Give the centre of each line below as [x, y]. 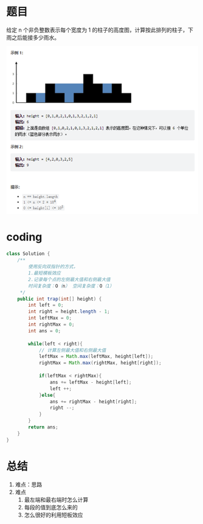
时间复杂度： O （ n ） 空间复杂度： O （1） [71, 286]
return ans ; [43, 427]
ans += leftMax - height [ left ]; [91, 382]
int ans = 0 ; [45, 331]
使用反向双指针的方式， [53, 267]
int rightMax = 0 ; [51, 325]
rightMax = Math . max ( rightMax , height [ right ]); [100, 363]
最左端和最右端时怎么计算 [56, 500]
